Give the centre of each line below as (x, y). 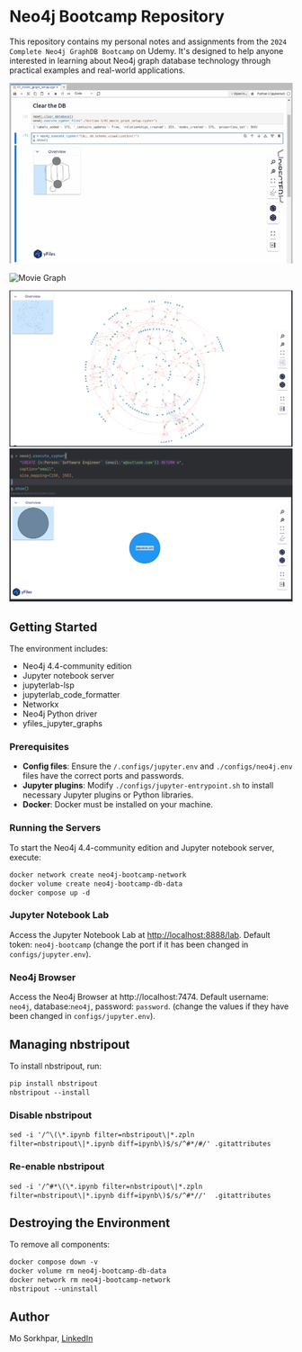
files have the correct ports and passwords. (103, 776)
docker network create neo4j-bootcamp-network (98, 875)
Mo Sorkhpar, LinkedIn (51, 1338)
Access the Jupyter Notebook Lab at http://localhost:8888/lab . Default (140, 934)
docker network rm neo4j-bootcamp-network (90, 1280)
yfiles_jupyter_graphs (62, 723)
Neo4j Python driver (60, 714)
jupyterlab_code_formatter (71, 694)
